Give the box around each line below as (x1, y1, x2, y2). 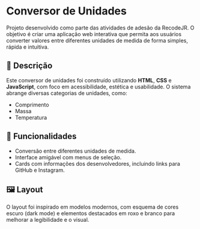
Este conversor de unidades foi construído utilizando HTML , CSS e (6, 76, 172, 84)
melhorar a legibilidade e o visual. (6, 216, 89, 224)
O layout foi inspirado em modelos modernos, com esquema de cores (6, 203, 179, 211)
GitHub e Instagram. (14, 166, 65, 174)
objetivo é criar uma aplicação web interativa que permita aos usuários (6, 30, 182, 37)
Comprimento (14, 101, 49, 108)
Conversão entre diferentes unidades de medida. (14, 147, 136, 154)
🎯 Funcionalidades (6, 131, 77, 142)
